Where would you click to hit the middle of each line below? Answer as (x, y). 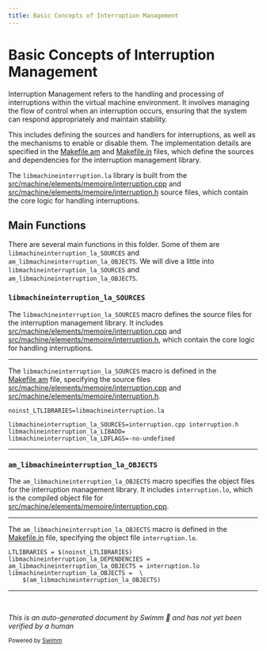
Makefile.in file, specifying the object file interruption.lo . (103, 538)
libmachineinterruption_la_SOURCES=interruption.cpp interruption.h (123, 424)
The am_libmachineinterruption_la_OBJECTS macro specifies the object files (131, 480)
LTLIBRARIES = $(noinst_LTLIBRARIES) (70, 552)
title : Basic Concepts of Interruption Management (93, 15)
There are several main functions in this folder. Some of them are (114, 245)
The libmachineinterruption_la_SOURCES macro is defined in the (112, 371)
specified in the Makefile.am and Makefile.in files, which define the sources (131, 151)
